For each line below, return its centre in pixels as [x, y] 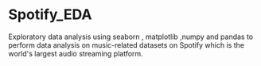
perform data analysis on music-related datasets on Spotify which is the [127, 45]
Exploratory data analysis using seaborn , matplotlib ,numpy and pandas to [130, 37]
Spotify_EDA [51, 15]
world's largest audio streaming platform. [76, 53]
